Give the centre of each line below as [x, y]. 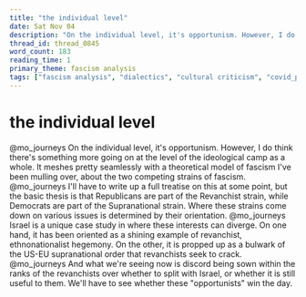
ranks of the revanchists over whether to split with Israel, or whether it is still [153, 273]
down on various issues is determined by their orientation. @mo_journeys [148, 215]
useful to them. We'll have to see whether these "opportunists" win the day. [151, 282]
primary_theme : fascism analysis [73, 69]
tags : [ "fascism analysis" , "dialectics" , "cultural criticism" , [136, 77]
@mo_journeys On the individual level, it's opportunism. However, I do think [151, 148]
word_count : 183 [40, 52]
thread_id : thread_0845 [55, 43]
